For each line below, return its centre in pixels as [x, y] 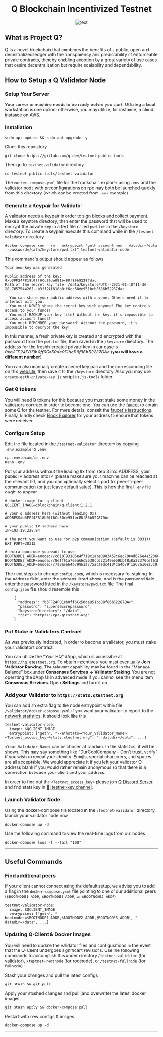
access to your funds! [28, 310]
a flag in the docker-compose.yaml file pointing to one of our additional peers [81, 891]
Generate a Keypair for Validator [44, 205]
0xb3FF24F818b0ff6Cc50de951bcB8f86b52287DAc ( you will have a [74, 352]
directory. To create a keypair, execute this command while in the [70, 231]
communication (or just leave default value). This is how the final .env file [78, 487]
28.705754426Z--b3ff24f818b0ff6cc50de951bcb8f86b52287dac [65, 289]
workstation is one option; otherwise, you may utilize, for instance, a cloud [79, 110]
